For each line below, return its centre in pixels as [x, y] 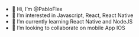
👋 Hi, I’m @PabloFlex [37, 9]
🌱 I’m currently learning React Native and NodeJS [72, 21]
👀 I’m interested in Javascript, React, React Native [72, 15]
